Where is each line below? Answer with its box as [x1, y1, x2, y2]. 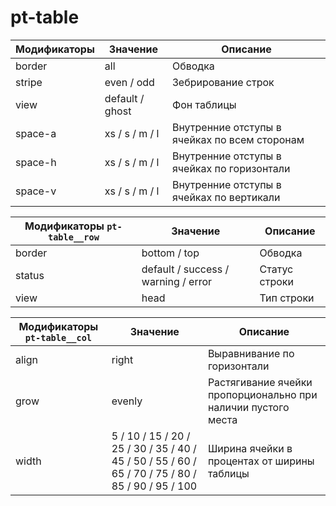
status [15, 268, 45, 282]
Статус [259, 262, 294, 276]
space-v [15, 184, 57, 198]
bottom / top [141, 246, 200, 260]
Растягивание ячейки [207, 375, 313, 389]
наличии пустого [207, 400, 290, 414]
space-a [15, 126, 57, 140]
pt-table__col [24, 332, 93, 343]
